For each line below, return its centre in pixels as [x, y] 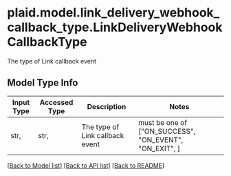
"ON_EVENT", [161, 139]
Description [107, 106]
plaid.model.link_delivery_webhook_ [113, 13]
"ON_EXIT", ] [159, 148]
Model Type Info [43, 83]
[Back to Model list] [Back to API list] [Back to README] [86, 165]
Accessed [56, 102]
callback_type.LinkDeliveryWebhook [115, 27]
